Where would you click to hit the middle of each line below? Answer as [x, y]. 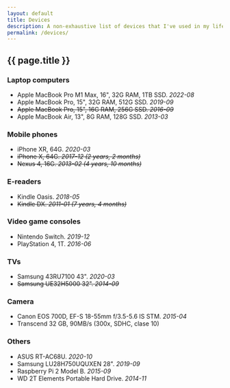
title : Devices [29, 20]
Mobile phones [33, 134]
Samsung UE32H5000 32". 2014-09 [68, 284]
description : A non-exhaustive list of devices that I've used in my [108, 26]
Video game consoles [44, 221]
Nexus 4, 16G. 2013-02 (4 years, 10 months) [79, 164]
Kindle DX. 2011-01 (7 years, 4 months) [72, 204]
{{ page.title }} [39, 60]
